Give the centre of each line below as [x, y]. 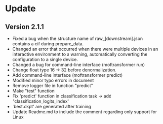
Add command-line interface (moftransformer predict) [67, 75]
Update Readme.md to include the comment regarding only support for [84, 112]
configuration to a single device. [45, 59]
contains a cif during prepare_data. [48, 44]
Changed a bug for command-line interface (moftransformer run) [79, 65]
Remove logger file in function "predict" [53, 86]
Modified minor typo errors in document [53, 80]
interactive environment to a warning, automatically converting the [80, 54]
